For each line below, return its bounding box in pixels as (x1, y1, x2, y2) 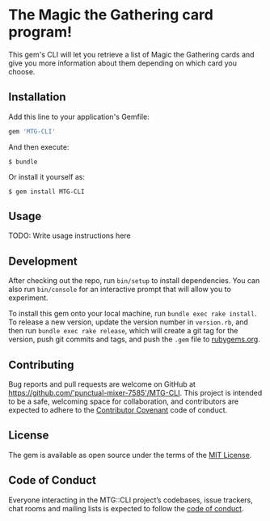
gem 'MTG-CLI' (8, 127, 57, 135)
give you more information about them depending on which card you (8, 58, 237, 68)
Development (8, 254, 78, 268)
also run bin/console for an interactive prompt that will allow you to (8, 285, 232, 294)
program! (8, 23, 73, 41)
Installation (8, 91, 66, 104)
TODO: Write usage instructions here (8, 231, 131, 240)
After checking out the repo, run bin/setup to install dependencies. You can (8, 276, 260, 286)
